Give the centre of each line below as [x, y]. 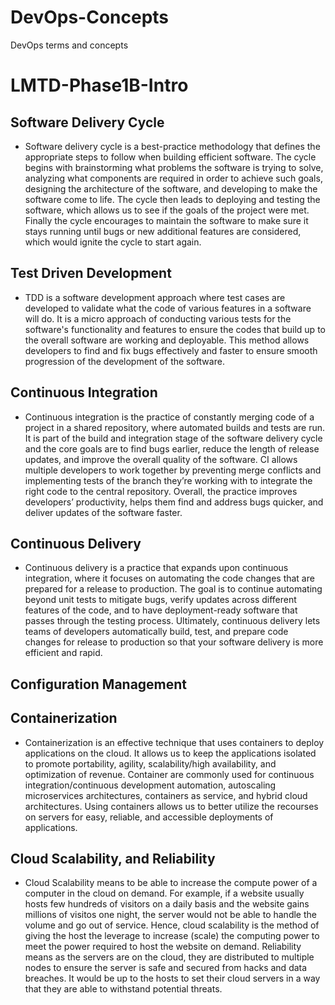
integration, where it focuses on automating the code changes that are [169, 578]
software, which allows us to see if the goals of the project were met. [167, 210]
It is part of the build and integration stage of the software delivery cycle [173, 438]
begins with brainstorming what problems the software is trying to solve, [174, 167]
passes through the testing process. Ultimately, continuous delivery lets [172, 621]
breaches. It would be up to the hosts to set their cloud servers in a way [172, 978]
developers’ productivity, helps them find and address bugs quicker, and [174, 502]
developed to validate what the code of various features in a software [168, 308]
